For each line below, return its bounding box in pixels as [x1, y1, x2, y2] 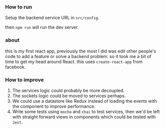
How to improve [5, 76, 44, 83]
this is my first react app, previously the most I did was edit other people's [5, 48, 156, 54]
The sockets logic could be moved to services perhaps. [12, 93, 126, 99]
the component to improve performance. [12, 103, 96, 109]
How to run [5, 3, 32, 10]
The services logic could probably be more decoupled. [12, 87, 125, 93]
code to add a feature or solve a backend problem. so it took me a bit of [5, 53, 152, 59]
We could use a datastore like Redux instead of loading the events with [12, 98, 157, 104]
